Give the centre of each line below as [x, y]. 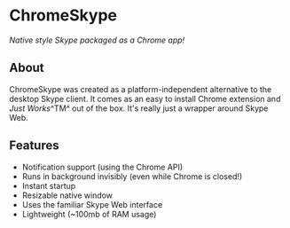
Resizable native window [67, 195]
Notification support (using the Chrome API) [102, 167]
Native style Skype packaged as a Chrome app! [97, 40]
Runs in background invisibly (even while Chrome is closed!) [132, 176]
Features [34, 146]
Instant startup [49, 185]
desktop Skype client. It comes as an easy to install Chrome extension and [145, 98]
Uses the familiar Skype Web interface [92, 204]
